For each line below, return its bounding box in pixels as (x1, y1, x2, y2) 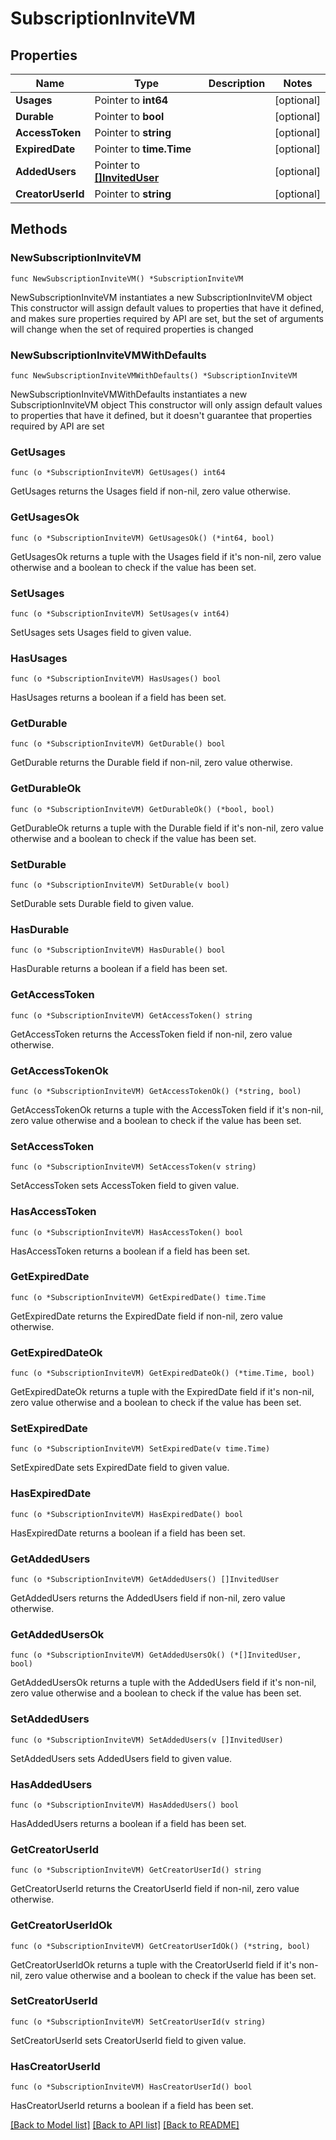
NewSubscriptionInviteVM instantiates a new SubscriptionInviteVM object (10, 291, 313, 303)
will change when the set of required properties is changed (10, 323, 254, 335)
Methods (10, 221, 68, 238)
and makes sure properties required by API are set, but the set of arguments (10, 312, 324, 324)
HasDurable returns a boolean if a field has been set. (10, 963, 228, 975)
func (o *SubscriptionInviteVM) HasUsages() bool (10, 674, 222, 684)
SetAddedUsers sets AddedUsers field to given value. (10, 1752, 233, 1764)
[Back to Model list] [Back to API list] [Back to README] (10, 2119, 240, 2131)
